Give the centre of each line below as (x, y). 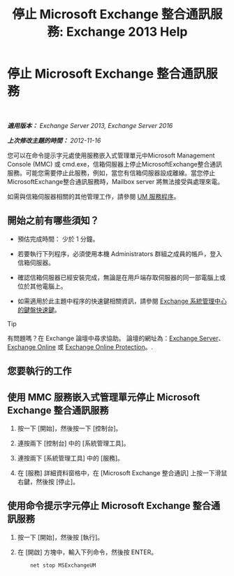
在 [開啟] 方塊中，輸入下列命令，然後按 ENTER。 (87, 552)
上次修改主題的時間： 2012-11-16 (54, 140)
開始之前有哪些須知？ (53, 221)
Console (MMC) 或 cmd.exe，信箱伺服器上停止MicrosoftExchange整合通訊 (115, 164)
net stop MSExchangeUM (63, 565)
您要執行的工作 (39, 371)
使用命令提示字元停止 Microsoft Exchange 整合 (109, 506)
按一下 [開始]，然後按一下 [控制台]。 (70, 428)
